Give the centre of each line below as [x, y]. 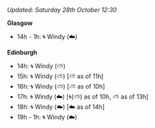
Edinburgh [22, 52]
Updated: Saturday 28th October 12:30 [62, 10]
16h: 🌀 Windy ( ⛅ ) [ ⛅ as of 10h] [61, 86]
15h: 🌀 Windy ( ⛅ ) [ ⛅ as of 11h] [60, 76]
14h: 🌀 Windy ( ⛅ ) [41, 66]
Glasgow [20, 23]
